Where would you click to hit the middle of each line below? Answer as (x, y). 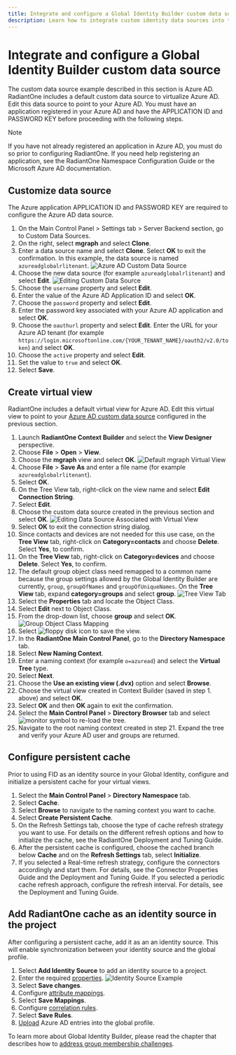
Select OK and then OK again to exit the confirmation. (96, 706)
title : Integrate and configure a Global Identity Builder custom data (114, 14)
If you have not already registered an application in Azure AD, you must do (115, 146)
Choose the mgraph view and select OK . (77, 460)
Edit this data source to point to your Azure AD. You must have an (102, 104)
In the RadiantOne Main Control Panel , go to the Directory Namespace (122, 639)
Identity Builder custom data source (114, 70)
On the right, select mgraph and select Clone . (84, 243)
